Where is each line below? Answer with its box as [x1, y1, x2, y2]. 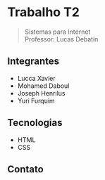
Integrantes [7, 56, 60, 67]
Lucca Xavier [17, 74, 56, 82]
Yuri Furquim [17, 96, 55, 105]
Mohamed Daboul [17, 82, 70, 90]
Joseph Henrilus [17, 89, 66, 97]
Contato [7, 163, 44, 175]
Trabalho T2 [7, 4, 80, 20]
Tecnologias [7, 117, 63, 129]
